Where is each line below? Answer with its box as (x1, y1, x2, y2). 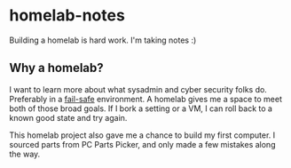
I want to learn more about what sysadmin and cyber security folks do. (9, 84, 268, 94)
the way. (9, 148, 41, 159)
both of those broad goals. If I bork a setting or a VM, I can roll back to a (9, 103, 273, 114)
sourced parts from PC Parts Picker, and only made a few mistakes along (9, 139, 276, 149)
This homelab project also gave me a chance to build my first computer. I (9, 130, 276, 140)
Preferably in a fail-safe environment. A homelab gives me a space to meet (9, 93, 282, 104)
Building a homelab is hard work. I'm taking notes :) (9, 35, 197, 45)
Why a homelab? (9, 60, 104, 76)
